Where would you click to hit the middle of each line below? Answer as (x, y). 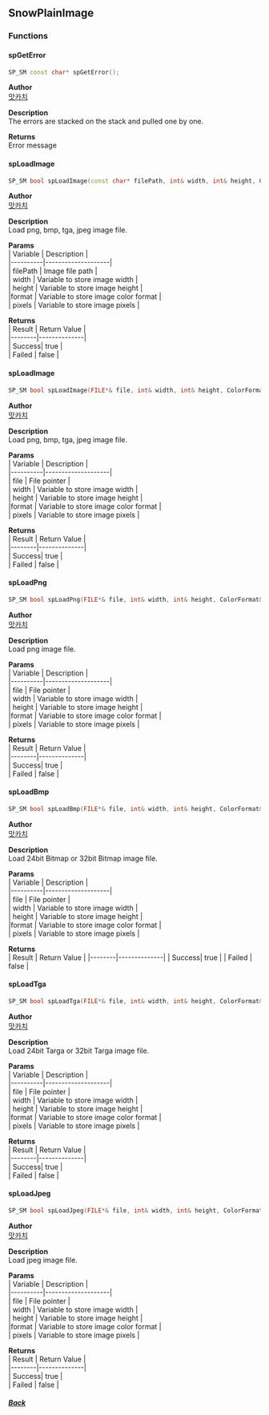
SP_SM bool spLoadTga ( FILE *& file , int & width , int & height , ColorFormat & (136, 1001)
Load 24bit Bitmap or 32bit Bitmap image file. (83, 858)
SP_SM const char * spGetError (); (64, 72)
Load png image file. (42, 649)
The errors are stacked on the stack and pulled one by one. (106, 121)
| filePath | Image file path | (53, 271)
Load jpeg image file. (43, 1260)
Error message (33, 145)
